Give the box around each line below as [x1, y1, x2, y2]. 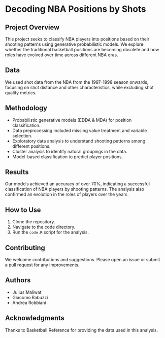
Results [5, 168, 29, 176]
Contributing [5, 243, 45, 252]
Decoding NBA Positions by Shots [5, 3, 146, 15]
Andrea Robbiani [12, 300, 46, 305]
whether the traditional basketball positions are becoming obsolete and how [5, 47, 159, 52]
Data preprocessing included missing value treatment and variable [12, 127, 147, 134]
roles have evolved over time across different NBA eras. [5, 52, 118, 58]
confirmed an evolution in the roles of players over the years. [5, 191, 129, 198]
